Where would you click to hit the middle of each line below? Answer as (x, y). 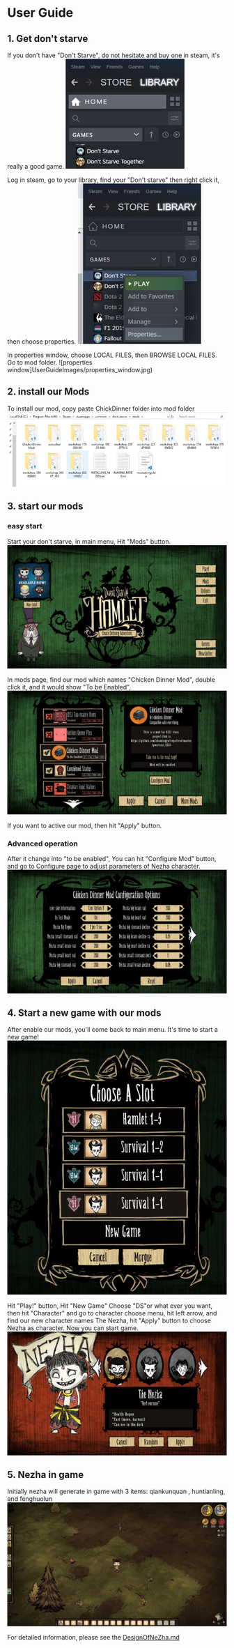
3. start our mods (45, 506)
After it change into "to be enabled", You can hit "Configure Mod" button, (112, 859)
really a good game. (36, 166)
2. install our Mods (48, 392)
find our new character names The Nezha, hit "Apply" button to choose (109, 1321)
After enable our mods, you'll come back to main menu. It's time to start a (112, 1030)
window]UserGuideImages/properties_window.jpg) (80, 370)
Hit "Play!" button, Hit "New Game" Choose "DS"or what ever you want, (110, 1306)
